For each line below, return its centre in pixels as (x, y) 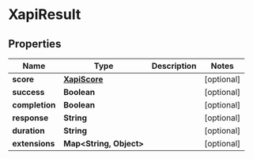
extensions (34, 144)
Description (174, 66)
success (28, 92)
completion (34, 105)
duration (28, 131)
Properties (35, 44)
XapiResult (45, 15)
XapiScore (83, 79)
